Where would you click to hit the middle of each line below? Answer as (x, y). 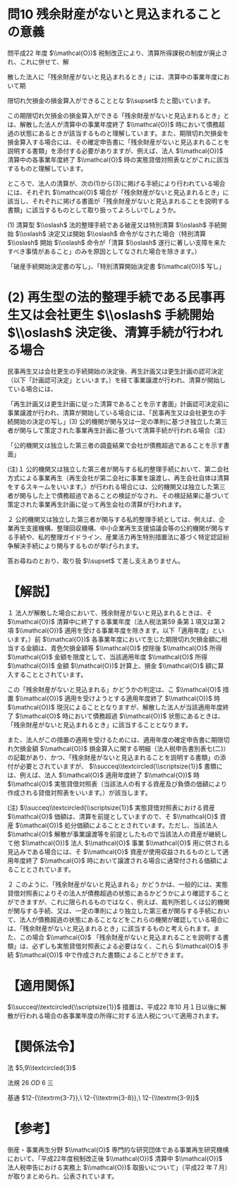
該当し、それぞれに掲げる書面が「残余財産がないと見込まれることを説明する (119, 201)
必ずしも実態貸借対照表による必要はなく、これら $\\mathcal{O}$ (126, 946)
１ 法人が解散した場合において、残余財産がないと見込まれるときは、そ (110, 613)
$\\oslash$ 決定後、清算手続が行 (103, 333)
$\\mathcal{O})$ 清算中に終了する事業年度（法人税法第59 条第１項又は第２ (117, 621)
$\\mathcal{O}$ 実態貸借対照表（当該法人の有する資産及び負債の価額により (117, 784)
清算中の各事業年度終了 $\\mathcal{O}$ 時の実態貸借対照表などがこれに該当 (118, 159)
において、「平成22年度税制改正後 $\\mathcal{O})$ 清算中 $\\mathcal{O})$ (115, 1158)
